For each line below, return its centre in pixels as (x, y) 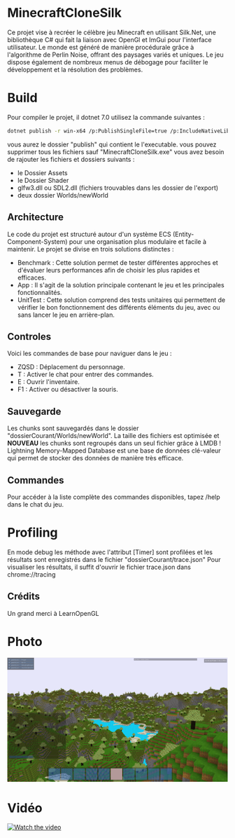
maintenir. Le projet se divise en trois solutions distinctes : (91, 249)
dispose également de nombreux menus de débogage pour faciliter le (108, 62)
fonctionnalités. (40, 292)
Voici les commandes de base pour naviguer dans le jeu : (90, 353)
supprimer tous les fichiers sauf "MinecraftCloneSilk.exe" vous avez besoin (116, 151)
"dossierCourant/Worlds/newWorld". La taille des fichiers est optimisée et (113, 436)
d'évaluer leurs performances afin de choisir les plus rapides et (108, 270)
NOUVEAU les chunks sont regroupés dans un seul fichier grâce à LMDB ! (114, 444)
